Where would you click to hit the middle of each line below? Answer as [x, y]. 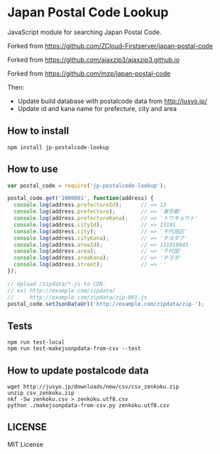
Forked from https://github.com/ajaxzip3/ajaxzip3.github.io [93, 59]
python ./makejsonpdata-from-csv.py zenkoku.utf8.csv [89, 406]
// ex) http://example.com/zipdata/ [61, 290]
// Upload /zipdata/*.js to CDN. [57, 284]
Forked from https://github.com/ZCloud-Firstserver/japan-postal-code [110, 46]
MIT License [26, 444]
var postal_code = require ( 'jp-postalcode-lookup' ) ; [87, 186]
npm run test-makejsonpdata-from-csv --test [74, 349]
